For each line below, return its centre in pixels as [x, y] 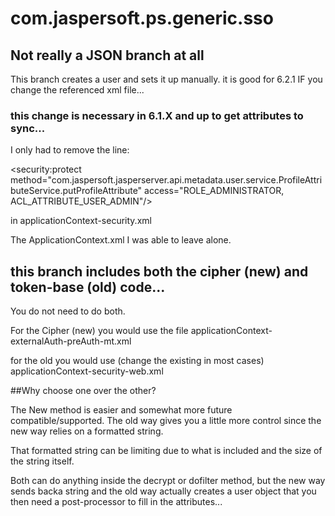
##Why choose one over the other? [83, 391]
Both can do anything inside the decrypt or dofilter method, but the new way [168, 481]
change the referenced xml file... [77, 90]
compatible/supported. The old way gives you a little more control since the [166, 421]
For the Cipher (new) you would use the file [99, 331]
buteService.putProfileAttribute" [76, 191]
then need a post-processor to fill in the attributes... [116, 502]
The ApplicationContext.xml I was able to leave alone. [121, 240]
